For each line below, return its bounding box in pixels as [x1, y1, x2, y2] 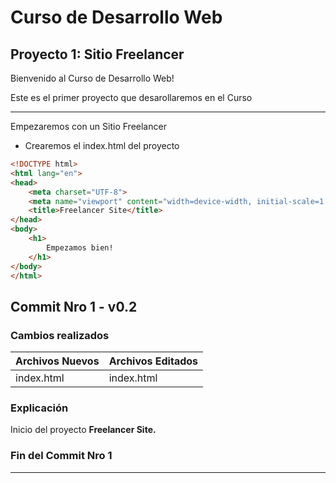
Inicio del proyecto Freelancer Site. [10, 424, 157, 436]
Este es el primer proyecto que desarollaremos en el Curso [10, 92, 253, 103]
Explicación [10, 401, 69, 415]
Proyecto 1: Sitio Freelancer [10, 46, 185, 63]
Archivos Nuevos [15, 354, 100, 368]
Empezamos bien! [46, 242, 114, 253]
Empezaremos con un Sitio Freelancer [10, 121, 167, 132]
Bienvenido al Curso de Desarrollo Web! [10, 72, 175, 84]
